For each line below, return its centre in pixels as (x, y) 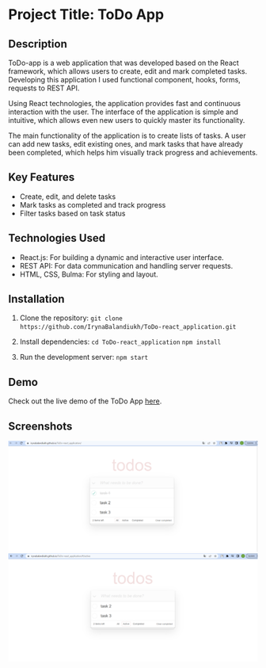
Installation (36, 299)
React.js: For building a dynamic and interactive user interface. (122, 257)
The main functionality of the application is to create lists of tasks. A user (127, 136)
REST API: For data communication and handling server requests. (126, 265)
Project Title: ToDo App (86, 15)
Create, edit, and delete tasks (68, 197)
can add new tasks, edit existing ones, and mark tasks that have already (126, 144)
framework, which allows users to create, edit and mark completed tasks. (128, 71)
